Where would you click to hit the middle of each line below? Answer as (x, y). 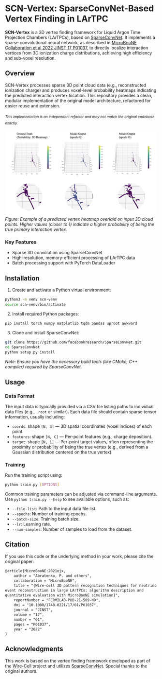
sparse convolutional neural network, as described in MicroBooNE (71, 42)
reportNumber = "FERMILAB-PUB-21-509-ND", (57, 600)
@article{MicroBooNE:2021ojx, (36, 571)
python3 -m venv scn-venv (31, 299)
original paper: (20, 561)
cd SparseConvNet (22, 347)
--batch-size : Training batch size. (46, 519)
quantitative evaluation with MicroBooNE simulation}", (62, 595)
